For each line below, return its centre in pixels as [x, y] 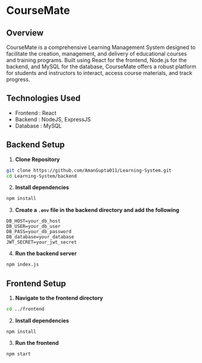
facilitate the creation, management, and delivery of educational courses [97, 54]
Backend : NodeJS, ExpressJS [53, 119]
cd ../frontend [25, 309]
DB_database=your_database [40, 237]
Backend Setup [36, 145]
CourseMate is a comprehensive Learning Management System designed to [101, 47]
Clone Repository [37, 159]
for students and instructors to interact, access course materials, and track [99, 73]
